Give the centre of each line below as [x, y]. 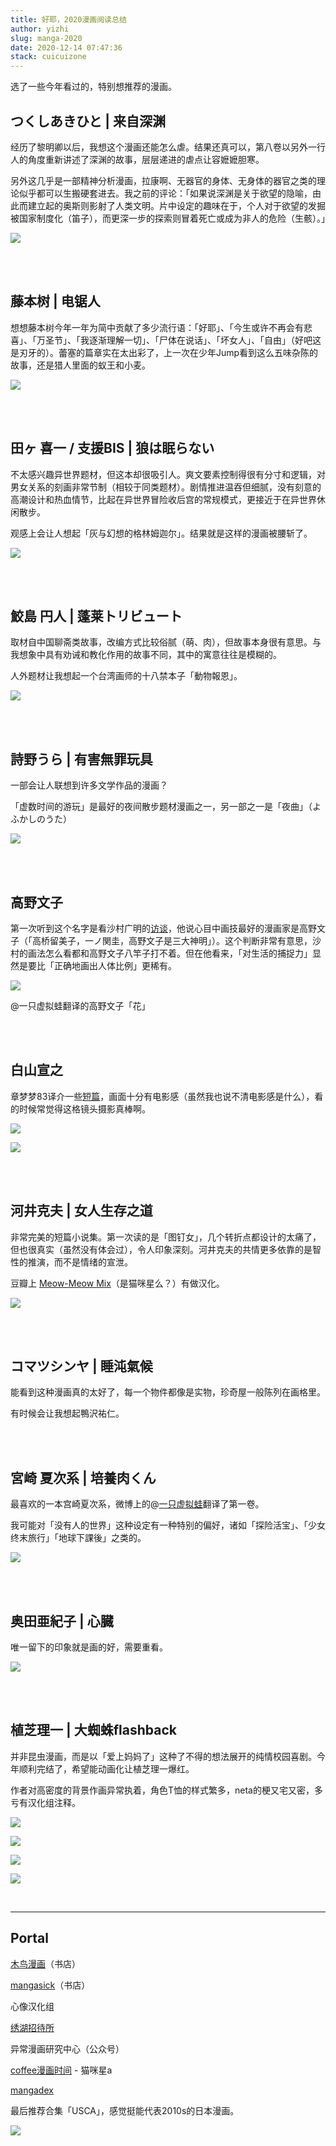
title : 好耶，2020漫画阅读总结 [68, 19]
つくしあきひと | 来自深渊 [88, 121]
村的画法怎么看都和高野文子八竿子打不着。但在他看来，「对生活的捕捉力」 [161, 953]
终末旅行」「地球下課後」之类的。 [78, 1538]
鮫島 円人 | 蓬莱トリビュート [96, 616]
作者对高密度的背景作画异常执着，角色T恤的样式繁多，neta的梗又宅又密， [162, 1790]
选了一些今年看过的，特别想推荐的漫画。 [93, 87]
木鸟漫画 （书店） [45, 1963]
